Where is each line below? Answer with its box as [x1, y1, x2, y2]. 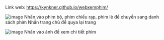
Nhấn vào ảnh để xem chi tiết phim [24, 29, 97, 34]
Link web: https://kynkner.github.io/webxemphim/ [5, 4, 108, 10]
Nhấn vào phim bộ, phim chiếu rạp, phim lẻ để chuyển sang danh [24, 14, 159, 19]
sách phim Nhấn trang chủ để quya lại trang [5, 19, 97, 25]
